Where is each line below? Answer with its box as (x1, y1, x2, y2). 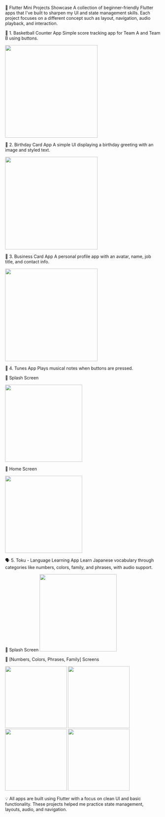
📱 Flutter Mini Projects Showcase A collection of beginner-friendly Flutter (5, 5, 154, 10)
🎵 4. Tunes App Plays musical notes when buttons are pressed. (5, 366, 133, 371)
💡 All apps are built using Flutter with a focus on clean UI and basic (5, 796, 141, 801)
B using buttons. (5, 35, 38, 41)
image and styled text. (5, 147, 50, 153)
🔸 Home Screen (5, 466, 37, 472)
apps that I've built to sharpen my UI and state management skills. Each (5, 10, 150, 16)
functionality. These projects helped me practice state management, (5, 801, 144, 807)
